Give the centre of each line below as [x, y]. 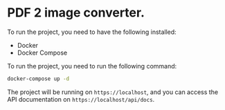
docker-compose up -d [38, 79]
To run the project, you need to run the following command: [92, 66]
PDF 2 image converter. [76, 13]
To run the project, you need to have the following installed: [92, 32]
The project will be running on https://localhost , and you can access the [113, 92]
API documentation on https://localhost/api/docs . [81, 99]
